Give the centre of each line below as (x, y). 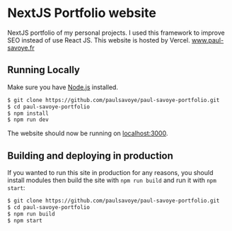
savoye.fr (21, 47)
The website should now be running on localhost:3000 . (88, 133)
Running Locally (43, 70)
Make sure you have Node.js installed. (63, 87)
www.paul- (208, 40)
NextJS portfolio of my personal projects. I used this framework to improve (116, 33)
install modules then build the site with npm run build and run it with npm (112, 180)
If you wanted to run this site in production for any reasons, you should (110, 173)
